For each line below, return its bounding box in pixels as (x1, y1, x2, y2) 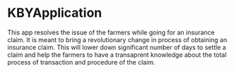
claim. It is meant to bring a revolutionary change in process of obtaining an (7, 35, 228, 44)
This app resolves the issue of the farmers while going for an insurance (7, 28, 215, 36)
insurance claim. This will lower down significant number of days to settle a (7, 43, 226, 51)
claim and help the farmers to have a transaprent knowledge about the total (7, 51, 227, 59)
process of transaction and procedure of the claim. (7, 58, 156, 66)
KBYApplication (7, 5, 103, 21)
